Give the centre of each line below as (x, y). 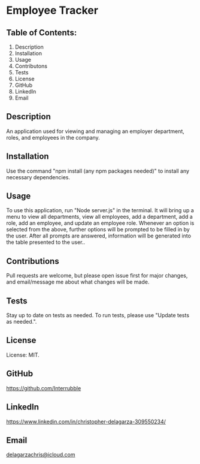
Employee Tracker (52, 10)
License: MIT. (23, 355)
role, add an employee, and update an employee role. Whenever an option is (100, 223)
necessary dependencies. (38, 177)
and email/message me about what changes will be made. (78, 282)
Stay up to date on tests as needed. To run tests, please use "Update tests (98, 315)
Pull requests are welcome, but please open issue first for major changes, (97, 276)
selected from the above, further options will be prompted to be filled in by (98, 230)
